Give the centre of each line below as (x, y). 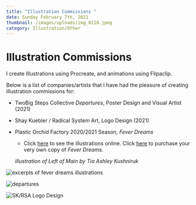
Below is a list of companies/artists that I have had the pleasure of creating (97, 85)
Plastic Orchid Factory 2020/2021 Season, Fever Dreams (84, 132)
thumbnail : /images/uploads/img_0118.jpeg (59, 22)
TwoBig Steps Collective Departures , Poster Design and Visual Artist (98, 103)
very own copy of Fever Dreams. (63, 150)
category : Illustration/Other (44, 28)
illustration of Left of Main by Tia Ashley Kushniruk (76, 161)
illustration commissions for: (41, 92)
